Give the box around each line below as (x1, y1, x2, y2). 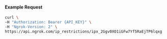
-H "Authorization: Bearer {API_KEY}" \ (5, 20, 92, 25)
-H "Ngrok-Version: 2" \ (5, 24, 58, 29)
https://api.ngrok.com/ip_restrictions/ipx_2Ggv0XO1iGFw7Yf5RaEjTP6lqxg (5, 29, 162, 34)
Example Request (5, 4, 43, 10)
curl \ (5, 15, 19, 20)
